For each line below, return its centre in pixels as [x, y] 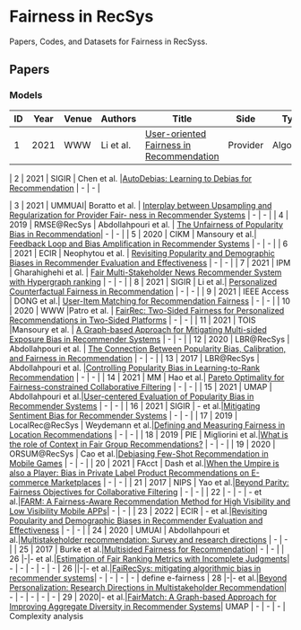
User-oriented [176, 134]
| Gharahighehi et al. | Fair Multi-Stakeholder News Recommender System [146, 272]
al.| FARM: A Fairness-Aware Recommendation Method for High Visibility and [150, 501]
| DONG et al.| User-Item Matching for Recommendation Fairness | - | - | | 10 [150, 301]
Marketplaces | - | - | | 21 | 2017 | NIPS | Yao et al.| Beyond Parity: [170, 482]
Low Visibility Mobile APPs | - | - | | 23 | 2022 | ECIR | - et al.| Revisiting [138, 510]
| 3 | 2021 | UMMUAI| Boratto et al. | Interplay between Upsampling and [141, 205]
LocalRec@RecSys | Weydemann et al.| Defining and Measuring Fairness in [147, 425]
